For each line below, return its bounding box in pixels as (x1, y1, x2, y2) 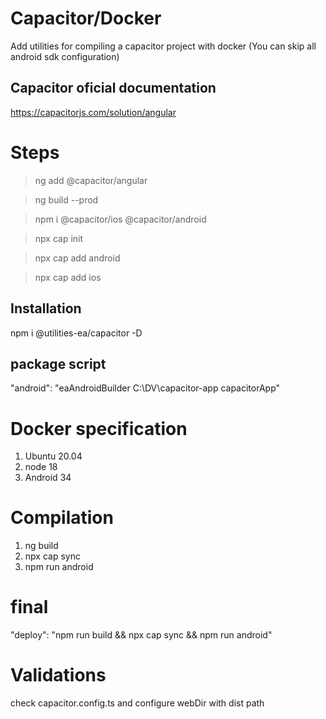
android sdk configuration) (10, 50, 120, 62)
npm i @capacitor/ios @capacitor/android (34, 213, 207, 225)
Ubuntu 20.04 (24, 450, 83, 462)
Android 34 (24, 472, 72, 484)
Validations (10, 664, 107, 687)
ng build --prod (34, 193, 99, 206)
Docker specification (10, 417, 188, 440)
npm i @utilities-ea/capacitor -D (10, 327, 143, 339)
